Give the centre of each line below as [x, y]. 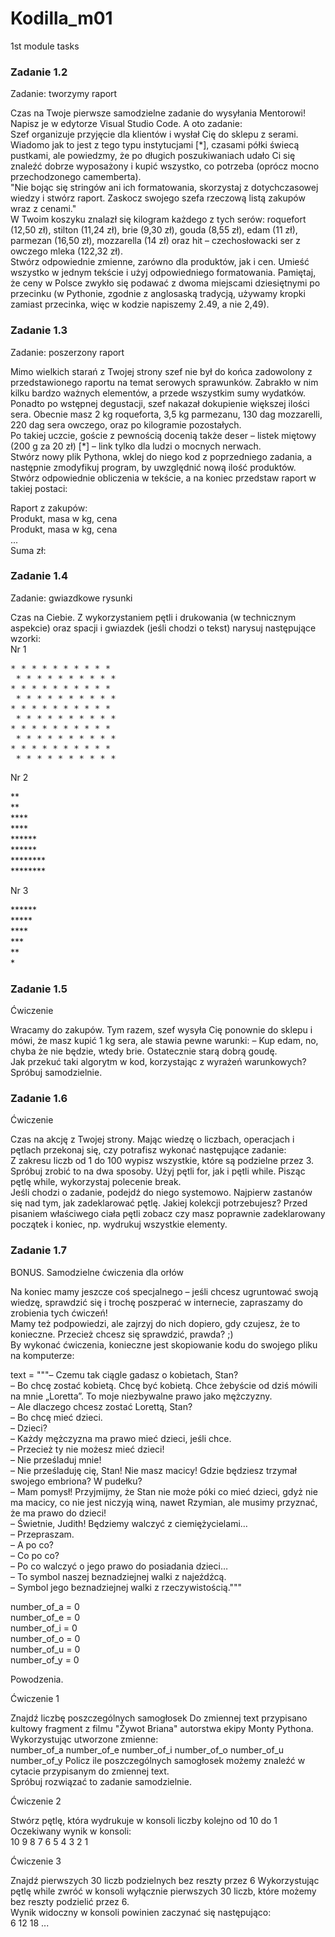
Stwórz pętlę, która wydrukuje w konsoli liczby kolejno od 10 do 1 [144, 1820]
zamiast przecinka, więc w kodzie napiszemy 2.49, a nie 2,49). [140, 304]
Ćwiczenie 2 [36, 1801]
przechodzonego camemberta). [76, 177]
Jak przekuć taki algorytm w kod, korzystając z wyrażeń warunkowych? [158, 1062]
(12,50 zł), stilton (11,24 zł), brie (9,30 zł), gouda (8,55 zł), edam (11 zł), [154, 230]
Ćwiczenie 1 [35, 1698]
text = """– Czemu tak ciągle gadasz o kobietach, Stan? [124, 1374]
